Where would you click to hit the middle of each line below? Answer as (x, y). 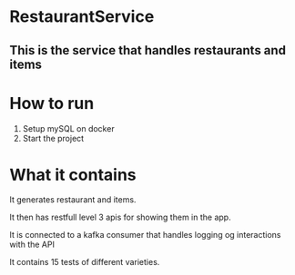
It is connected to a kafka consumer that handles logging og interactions (145, 235)
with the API (32, 245)
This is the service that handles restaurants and (148, 50)
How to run (52, 103)
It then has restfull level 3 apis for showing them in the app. (120, 217)
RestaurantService (82, 17)
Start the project (53, 138)
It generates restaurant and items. (73, 200)
